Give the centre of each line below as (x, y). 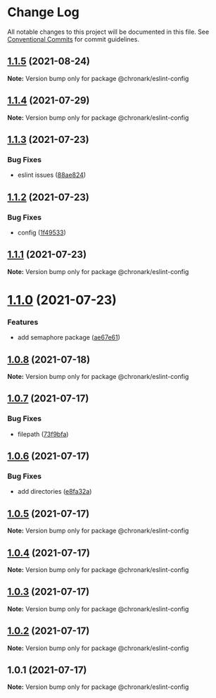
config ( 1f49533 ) (42, 232)
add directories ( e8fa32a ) (55, 492)
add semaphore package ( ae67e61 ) (69, 337)
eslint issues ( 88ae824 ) (52, 175)
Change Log (43, 12)
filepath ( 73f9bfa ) (43, 434)
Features (23, 322)
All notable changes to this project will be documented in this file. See (108, 32)
